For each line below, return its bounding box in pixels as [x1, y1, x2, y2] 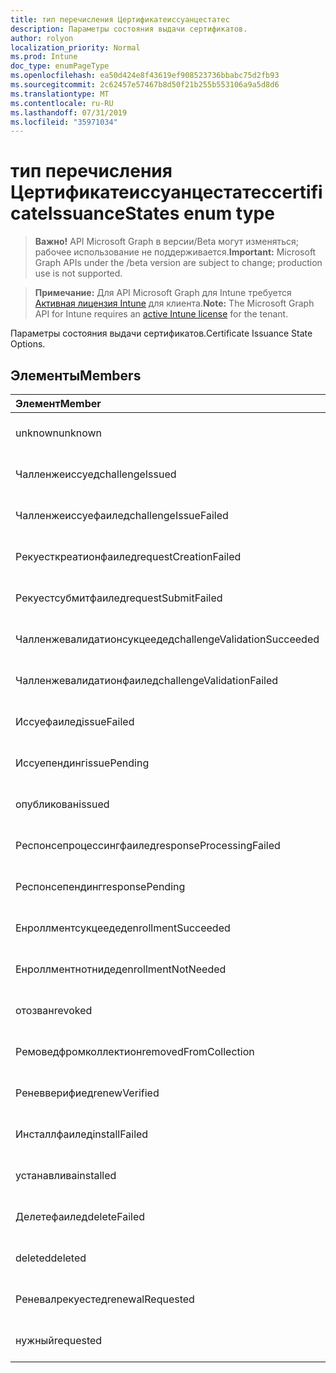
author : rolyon [10, 33, 74, 43]
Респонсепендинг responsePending [15, 880, 186, 893]
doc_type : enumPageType [10, 61, 110, 71]
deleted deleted [15, 1251, 87, 1265]
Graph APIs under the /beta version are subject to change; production [34, 257, 323, 269]
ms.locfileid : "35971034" [10, 117, 118, 127]
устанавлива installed [15, 1169, 117, 1182]
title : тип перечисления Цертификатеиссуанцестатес [10, 14, 230, 25]
